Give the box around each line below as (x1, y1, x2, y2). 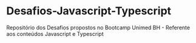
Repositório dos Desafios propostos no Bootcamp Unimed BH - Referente (6, 24, 190, 31)
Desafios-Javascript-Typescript (6, 4, 172, 18)
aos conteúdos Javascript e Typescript (6, 30, 104, 37)
